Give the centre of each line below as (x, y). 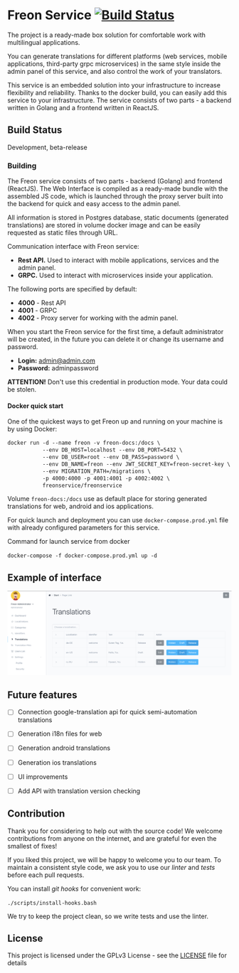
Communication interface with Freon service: (74, 247)
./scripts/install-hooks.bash (52, 903)
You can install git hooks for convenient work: (74, 888)
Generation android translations (64, 748)
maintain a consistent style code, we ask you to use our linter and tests (111, 867)
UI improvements (43, 776)
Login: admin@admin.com (57, 361)
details (17, 963)
